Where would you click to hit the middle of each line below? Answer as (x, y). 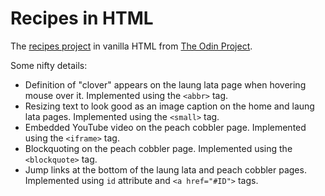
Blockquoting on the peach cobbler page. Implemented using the (158, 148)
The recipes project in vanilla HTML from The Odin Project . (131, 46)
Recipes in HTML (82, 18)
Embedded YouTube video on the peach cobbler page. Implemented (165, 127)
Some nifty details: (49, 65)
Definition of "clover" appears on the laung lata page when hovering (165, 84)
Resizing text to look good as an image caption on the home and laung (169, 106)
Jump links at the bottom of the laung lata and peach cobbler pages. (165, 169)
